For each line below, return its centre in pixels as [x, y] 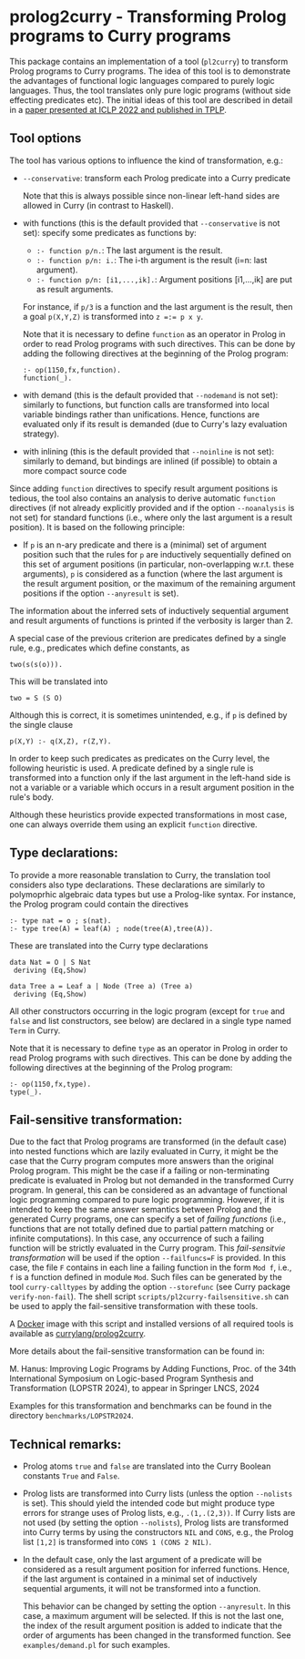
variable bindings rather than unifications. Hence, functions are [141, 414]
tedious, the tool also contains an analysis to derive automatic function [142, 497]
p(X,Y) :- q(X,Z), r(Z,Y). [61, 741]
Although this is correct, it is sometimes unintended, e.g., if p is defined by [148, 715]
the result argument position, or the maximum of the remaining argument [159, 583]
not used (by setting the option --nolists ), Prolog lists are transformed [156, 1522]
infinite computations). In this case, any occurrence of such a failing [137, 1239]
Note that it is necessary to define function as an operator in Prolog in [154, 333]
